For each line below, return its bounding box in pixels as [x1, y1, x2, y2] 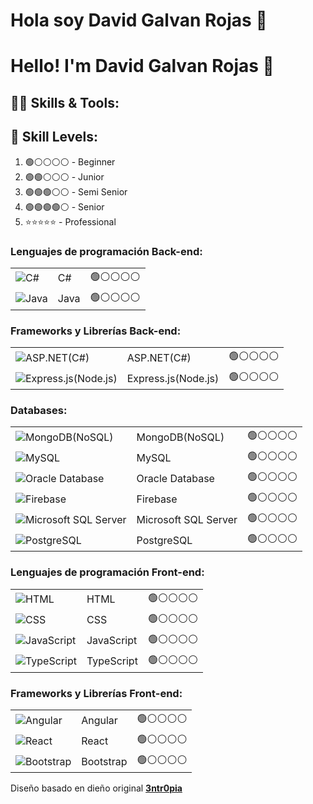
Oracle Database [136, 471, 215, 485]
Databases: [10, 404, 68, 418]
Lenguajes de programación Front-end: [10, 565, 205, 579]
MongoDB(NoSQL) [136, 430, 225, 444]
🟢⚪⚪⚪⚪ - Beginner [24, 155, 116, 168]
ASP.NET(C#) [126, 350, 192, 364]
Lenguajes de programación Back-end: [10, 244, 203, 258]
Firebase [136, 492, 178, 506]
